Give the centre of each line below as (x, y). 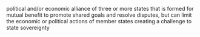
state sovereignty (28, 27)
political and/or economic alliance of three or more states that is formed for (100, 9)
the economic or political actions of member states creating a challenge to (99, 21)
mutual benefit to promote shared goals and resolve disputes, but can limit (99, 15)
